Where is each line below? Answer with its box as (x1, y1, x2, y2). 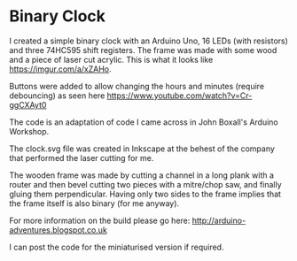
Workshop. (9, 126, 50, 136)
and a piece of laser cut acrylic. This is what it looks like (9, 54, 214, 65)
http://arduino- (191, 215, 246, 226)
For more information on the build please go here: (9, 215, 191, 226)
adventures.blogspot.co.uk (9, 224, 108, 235)
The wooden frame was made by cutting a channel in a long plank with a (9, 170, 275, 180)
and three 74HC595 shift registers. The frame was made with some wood (9, 44, 277, 55)
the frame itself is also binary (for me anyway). (9, 197, 180, 209)
